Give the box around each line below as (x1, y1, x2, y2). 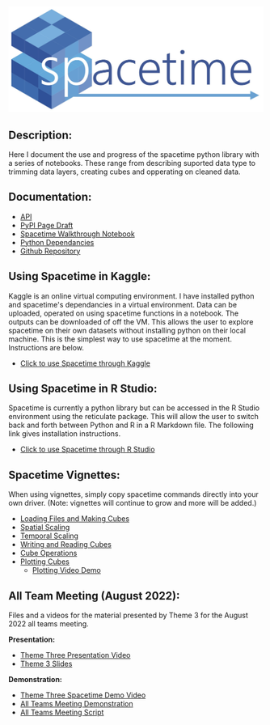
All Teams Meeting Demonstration (19, 699, 133, 709)
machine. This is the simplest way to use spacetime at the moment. (8, 334, 233, 344)
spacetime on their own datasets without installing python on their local (8, 325, 247, 335)
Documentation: (8, 190, 92, 204)
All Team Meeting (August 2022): (8, 589, 180, 603)
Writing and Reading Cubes (19, 540, 112, 549)
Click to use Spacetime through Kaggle (19, 358, 151, 368)
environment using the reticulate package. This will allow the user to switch (8, 412, 259, 422)
